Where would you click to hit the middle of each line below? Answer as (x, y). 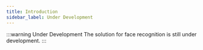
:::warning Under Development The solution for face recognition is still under (101, 34)
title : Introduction (32, 12)
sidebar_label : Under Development (50, 17)
